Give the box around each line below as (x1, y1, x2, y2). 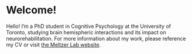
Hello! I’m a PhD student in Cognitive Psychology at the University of (6, 23, 172, 30)
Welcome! (6, 3, 57, 17)
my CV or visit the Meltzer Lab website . (6, 41, 101, 48)
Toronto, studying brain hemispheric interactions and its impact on (6, 28, 166, 35)
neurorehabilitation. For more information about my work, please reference (6, 35, 186, 42)
